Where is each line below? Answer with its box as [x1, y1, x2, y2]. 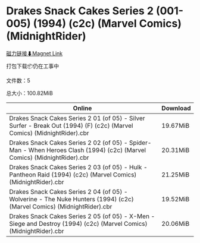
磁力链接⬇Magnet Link [6, 49, 63, 57]
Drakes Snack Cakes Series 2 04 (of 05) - [9, 187, 128, 195]
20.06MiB [161, 219, 190, 228]
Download [161, 104, 191, 112]
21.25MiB [161, 171, 190, 179]
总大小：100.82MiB [6, 89, 54, 96]
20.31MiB [161, 146, 190, 154]
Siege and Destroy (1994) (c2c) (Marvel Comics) [9, 219, 148, 228]
